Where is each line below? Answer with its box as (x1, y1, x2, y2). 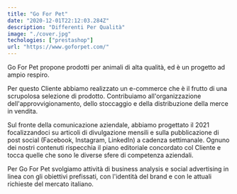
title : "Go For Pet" (7, 10, 69, 18)
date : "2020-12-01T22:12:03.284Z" (7, 17, 110, 24)
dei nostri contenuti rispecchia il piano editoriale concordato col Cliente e (7, 144, 221, 151)
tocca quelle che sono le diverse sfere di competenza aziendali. (7, 151, 194, 159)
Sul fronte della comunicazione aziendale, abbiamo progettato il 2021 (7, 121, 209, 129)
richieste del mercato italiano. (7, 180, 94, 188)
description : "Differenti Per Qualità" (7, 23, 126, 31)
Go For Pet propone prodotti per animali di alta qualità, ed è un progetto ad (7, 63, 226, 71)
